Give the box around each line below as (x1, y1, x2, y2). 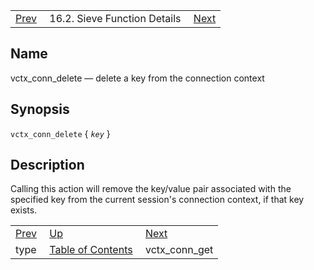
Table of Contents (49, 243, 133, 257)
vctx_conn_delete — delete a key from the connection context (10, 72, 265, 84)
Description (10, 157, 85, 174)
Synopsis (10, 101, 70, 118)
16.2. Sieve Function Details (49, 12, 182, 25)
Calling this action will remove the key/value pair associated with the (10, 183, 292, 195)
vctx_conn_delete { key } (10, 127, 111, 139)
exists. (10, 204, 38, 216)
